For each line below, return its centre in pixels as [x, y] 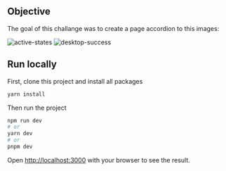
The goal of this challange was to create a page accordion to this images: [113, 28]
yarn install [26, 94]
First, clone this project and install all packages [75, 81]
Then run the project [37, 108]
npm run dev [25, 120]
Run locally [32, 64]
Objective [29, 12]
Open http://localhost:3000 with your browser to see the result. [99, 160]
